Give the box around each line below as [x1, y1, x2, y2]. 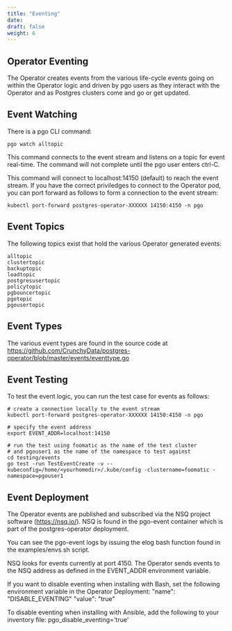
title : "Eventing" [7, 10, 60, 17]
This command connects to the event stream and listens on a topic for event [7, 152, 226, 161]
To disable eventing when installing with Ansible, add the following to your [7, 608, 219, 616]
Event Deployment [7, 491, 89, 503]
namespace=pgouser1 [7, 472, 64, 480]
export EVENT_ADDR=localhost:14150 [7, 430, 110, 437]
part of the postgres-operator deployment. [7, 525, 129, 533]
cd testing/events [7, 454, 60, 461]
